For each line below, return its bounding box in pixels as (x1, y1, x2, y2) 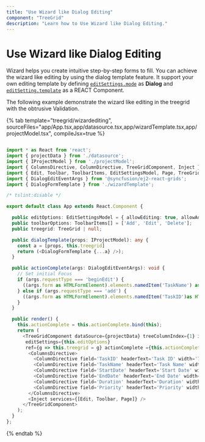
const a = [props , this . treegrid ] (17, 243, 105, 249)
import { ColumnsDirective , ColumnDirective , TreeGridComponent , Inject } (6, 164, 201, 170)
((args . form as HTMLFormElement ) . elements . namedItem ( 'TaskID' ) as (22, 294, 192, 300)
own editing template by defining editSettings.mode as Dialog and (6, 80, 173, 88)
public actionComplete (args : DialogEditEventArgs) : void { (12, 265, 165, 272)
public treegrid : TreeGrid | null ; (12, 226, 103, 232)
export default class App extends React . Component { (6, 204, 143, 210)
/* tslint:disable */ (6, 192, 62, 199)
